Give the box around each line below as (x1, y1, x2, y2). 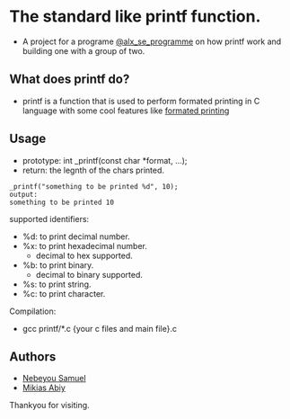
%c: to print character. (22, 288, 106, 299)
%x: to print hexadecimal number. (22, 240, 148, 251)
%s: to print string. (22, 279, 92, 290)
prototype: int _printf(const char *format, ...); (22, 155, 188, 165)
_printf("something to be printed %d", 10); (9, 182, 179, 191)
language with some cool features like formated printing (22, 105, 230, 116)
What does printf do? (9, 72, 130, 87)
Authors (9, 349, 57, 364)
